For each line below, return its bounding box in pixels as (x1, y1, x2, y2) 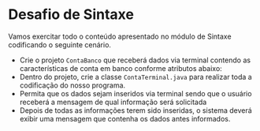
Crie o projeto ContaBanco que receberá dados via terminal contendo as (19, 55, 251, 65)
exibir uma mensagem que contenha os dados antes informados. (19, 114, 231, 123)
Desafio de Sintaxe (8, 6, 134, 24)
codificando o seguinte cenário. (8, 39, 112, 49)
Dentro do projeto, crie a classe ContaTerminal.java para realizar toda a (19, 72, 252, 81)
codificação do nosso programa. (19, 80, 126, 90)
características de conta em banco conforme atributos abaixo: (19, 63, 222, 73)
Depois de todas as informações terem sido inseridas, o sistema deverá (19, 105, 252, 115)
